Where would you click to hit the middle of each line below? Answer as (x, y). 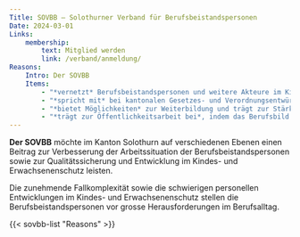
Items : (37, 84)
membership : (47, 42)
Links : (21, 34)
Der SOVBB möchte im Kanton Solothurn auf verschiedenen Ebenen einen (146, 143)
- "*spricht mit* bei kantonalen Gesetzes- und (131, 100)
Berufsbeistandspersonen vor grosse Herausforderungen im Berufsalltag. (144, 207)
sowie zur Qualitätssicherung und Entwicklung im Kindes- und (124, 161)
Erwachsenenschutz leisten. (61, 171)
